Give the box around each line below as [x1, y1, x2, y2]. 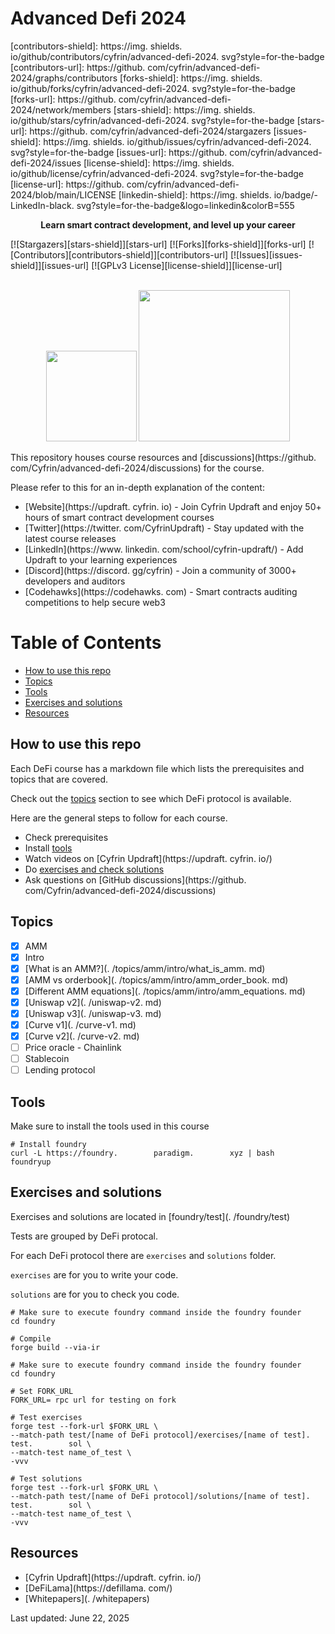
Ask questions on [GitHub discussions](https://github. [24, 873, 247, 886]
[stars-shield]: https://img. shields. [113, 103, 256, 116]
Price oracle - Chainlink [24, 1042, 122, 1054]
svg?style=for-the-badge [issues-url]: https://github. [10, 146, 228, 158]
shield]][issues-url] [10, 259, 90, 271]
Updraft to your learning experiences [24, 553, 178, 566]
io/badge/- [273, 188, 318, 201]
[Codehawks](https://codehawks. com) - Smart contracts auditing [24, 585, 298, 597]
